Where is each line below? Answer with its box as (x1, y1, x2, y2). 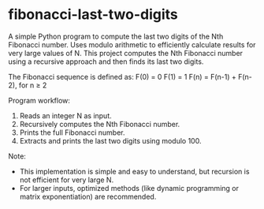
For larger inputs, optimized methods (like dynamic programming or (19, 183, 239, 192)
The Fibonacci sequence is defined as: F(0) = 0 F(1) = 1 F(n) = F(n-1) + (8, 72, 236, 81)
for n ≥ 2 (18, 80, 47, 90)
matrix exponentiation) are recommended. (19, 192, 157, 201)
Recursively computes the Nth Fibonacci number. (19, 119, 180, 129)
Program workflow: (8, 95, 71, 105)
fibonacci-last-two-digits (8, 6, 179, 24)
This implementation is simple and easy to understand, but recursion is (19, 166, 250, 176)
